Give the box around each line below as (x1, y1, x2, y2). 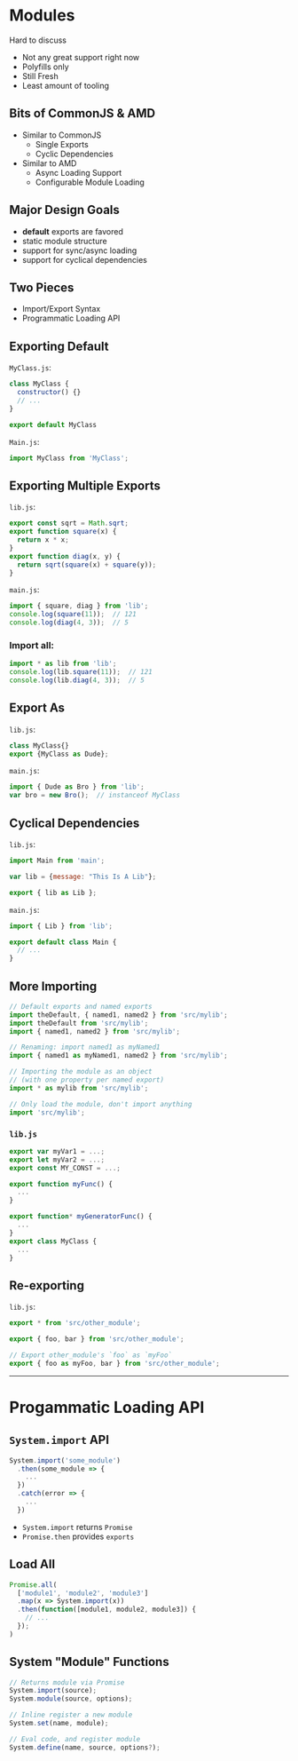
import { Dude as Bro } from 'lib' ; (9, 782, 145, 791)
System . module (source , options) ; (9, 1694, 133, 1703)
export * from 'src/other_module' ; (9, 1319, 141, 1328)
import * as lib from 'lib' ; (9, 659, 117, 669)
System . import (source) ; (9, 1686, 98, 1695)
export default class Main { (9, 938, 117, 947)
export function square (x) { (9, 528, 117, 536)
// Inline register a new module (9, 1710, 133, 1719)
